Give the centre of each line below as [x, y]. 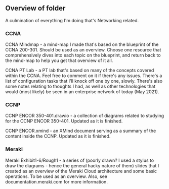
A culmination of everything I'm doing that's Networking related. [72, 20]
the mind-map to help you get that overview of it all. [59, 60]
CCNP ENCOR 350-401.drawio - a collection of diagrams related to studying [85, 116]
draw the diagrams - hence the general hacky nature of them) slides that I [82, 165]
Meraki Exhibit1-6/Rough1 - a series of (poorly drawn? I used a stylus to [80, 160]
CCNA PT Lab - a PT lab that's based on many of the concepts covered [80, 71]
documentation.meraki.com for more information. [56, 181]
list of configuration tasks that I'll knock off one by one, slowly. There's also [84, 81]
